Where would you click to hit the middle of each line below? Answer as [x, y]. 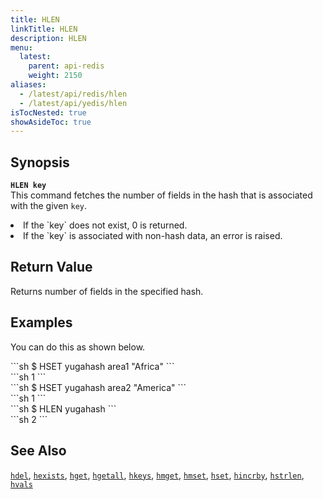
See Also [38, 451]
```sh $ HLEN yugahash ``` [63, 408]
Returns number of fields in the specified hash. [107, 291]
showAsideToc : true [51, 122]
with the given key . [49, 206]
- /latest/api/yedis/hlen [73, 103]
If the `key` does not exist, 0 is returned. [105, 225]
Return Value [51, 267]
